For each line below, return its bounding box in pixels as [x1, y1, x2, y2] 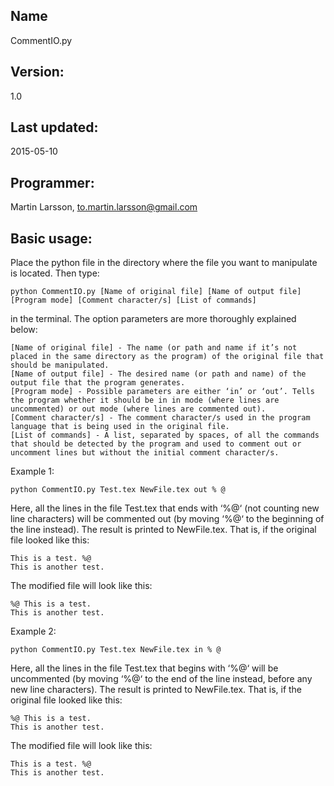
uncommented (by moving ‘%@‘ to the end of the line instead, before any [10, 673, 313, 685]
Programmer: [10, 174, 95, 191]
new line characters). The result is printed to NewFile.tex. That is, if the [10, 684, 303, 696]
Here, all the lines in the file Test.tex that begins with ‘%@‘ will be [10, 662, 279, 674]
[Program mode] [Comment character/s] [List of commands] [10, 295, 257, 306]
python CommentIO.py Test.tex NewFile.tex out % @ [10, 485, 226, 495]
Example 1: [10, 465, 55, 478]
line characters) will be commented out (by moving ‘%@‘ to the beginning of [10, 513, 325, 525]
